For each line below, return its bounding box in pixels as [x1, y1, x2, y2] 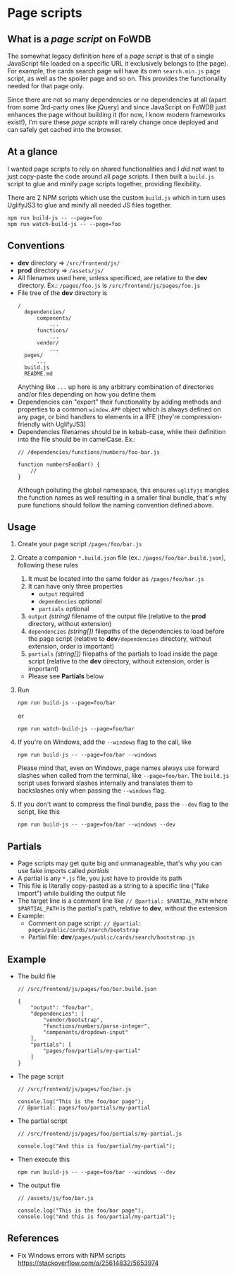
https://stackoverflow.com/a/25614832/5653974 [17, 1258, 159, 1267]
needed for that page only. [7, 82, 85, 90]
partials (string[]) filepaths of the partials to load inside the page [27, 649, 218, 658]
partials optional [38, 605, 89, 613]
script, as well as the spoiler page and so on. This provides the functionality [7, 74, 227, 83]
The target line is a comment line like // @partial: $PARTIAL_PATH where [17, 896, 228, 905]
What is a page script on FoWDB [7, 33, 151, 45]
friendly [17, 420, 41, 428]
